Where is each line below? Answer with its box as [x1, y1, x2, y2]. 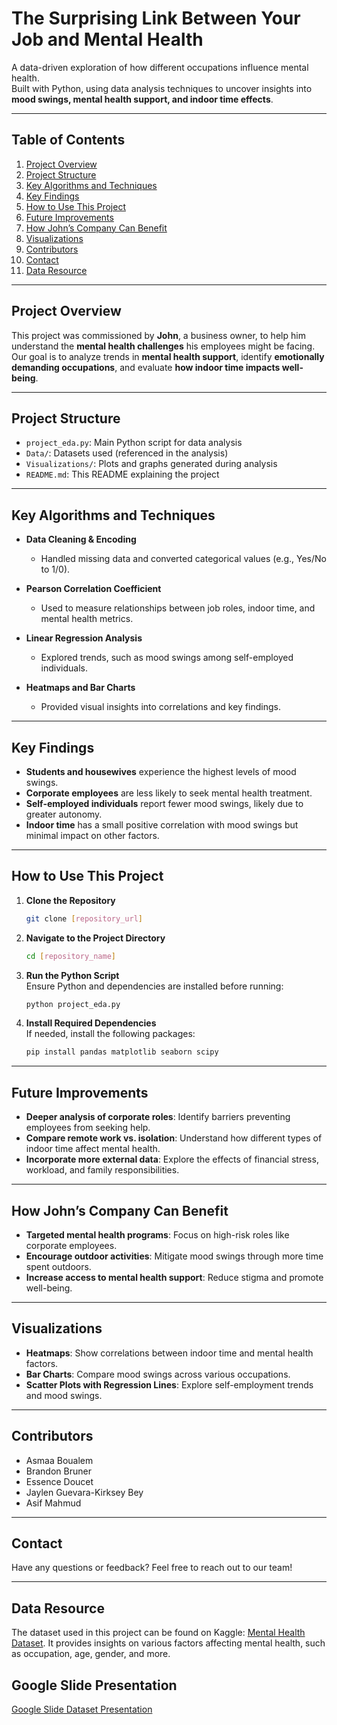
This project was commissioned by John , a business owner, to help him [11, 329, 306, 341]
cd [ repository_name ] [25, 951, 117, 961]
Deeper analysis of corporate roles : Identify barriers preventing [25, 1111, 291, 1123]
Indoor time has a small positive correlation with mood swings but [25, 819, 299, 831]
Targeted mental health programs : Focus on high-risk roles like [25, 1228, 290, 1241]
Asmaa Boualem [25, 1454, 94, 1466]
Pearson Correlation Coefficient [25, 583, 162, 595]
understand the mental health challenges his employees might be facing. [11, 340, 316, 352]
